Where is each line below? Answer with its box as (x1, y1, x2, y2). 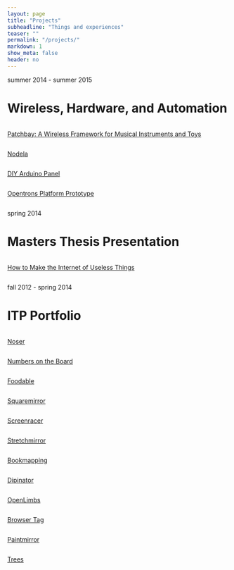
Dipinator (7, 476, 34, 484)
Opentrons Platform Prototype (7, 189, 95, 197)
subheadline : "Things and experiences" (7, 23, 124, 30)
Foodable (7, 376, 35, 385)
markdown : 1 (7, 43, 42, 50)
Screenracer (7, 416, 44, 425)
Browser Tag (7, 515, 44, 523)
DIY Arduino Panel (7, 169, 60, 178)
